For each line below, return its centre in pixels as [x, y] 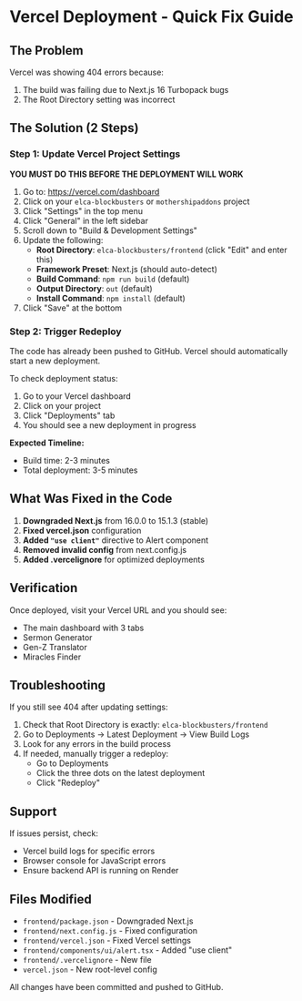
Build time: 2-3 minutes [66, 460]
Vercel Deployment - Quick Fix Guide [151, 17]
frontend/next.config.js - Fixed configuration [110, 931]
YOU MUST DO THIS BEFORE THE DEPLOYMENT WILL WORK [126, 174]
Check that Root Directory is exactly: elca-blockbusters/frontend [145, 725]
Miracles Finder [52, 657]
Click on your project [62, 405]
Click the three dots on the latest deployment [121, 773]
